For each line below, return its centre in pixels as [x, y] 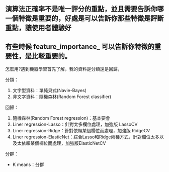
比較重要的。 [51, 56]
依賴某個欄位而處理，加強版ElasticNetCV [64, 143]
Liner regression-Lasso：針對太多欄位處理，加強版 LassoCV [75, 124]
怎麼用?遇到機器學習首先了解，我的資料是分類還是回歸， [64, 69]
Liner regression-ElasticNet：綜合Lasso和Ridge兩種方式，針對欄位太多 [86, 137]
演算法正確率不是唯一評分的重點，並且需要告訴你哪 [84, 9]
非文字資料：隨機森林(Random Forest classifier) [62, 97]
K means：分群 [28, 164]
